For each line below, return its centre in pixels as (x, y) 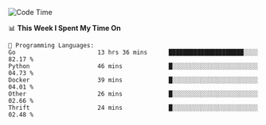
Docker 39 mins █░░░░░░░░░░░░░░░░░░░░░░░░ (133, 80)
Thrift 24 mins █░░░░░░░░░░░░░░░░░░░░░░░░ (133, 108)
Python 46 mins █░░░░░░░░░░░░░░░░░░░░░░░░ (133, 66)
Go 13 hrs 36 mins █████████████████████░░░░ (133, 52)
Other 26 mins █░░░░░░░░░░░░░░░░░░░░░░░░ (133, 94)
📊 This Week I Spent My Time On (65, 28)
